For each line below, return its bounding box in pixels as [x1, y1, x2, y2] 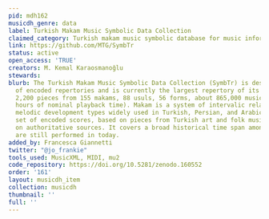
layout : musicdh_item [8, 176, 81, 185]
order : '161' [8, 168, 52, 176]
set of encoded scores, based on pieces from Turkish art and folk [15, 116, 246, 124]
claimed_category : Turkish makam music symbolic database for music [8, 34, 242, 43]
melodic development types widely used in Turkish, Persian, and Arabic [15, 109, 263, 117]
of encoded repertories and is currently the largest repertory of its [15, 86, 260, 95]
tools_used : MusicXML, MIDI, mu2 [8, 153, 120, 161]
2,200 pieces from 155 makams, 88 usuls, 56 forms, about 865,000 [15, 94, 242, 102]
